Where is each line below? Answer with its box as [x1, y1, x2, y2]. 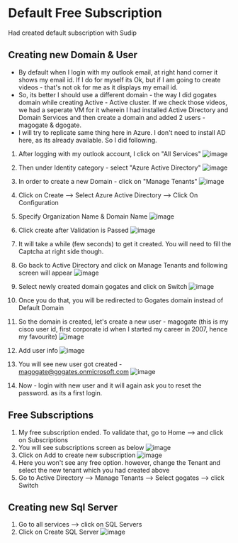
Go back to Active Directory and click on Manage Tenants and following [18, 260, 228, 269]
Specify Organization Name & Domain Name [18, 212, 148, 221]
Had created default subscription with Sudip [8, 28, 137, 37]
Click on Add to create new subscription [18, 451, 136, 459]
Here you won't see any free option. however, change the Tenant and [18, 458, 221, 466]
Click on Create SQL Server [18, 527, 99, 537]
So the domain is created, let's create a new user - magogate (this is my [18, 317, 229, 326]
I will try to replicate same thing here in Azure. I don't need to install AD [18, 128, 226, 136]
